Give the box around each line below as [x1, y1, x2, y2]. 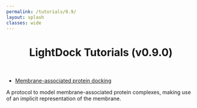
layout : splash [6, 14, 44, 20]
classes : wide [6, 20, 42, 26]
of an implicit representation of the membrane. [6, 95, 121, 102]
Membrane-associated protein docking [14, 77, 112, 84]
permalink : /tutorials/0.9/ [6, 8, 77, 15]
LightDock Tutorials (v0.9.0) [29, 46, 173, 60]
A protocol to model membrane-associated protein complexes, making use [6, 89, 191, 96]
